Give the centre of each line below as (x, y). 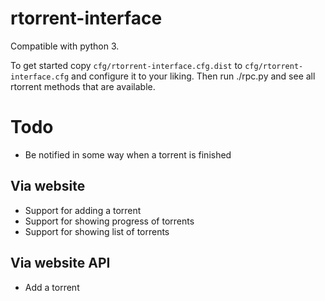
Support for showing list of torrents (97, 231)
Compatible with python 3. (65, 46)
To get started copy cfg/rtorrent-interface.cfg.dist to (126, 65)
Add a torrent (52, 287)
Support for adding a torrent (83, 210)
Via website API (60, 263)
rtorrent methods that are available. (83, 86)
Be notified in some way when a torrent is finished (128, 154)
